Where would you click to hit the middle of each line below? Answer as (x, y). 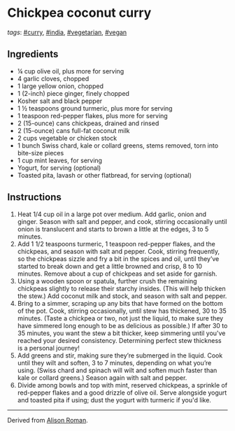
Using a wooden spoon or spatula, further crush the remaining (107, 281)
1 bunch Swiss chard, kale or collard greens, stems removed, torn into (118, 146)
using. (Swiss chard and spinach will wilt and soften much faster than (117, 370)
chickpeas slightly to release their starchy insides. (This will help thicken (121, 288)
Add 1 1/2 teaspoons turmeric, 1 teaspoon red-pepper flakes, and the (116, 243)
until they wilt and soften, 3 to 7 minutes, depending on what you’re (114, 362)
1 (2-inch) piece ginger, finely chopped (73, 93)
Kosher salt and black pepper (60, 101)
